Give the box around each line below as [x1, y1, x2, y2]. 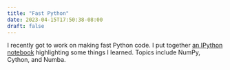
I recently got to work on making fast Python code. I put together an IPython [7, 41, 223, 50]
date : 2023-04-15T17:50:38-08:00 [7, 16, 103, 23]
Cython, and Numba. [7, 56, 67, 64]
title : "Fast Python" [7, 10, 70, 17]
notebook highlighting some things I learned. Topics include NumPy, [7, 48, 201, 56]
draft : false [7, 22, 45, 29]
